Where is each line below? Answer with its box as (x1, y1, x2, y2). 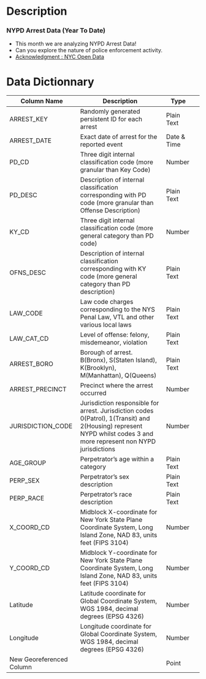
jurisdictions (80, 445, 115, 454)
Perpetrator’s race (80, 490, 132, 499)
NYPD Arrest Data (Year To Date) (6, 26, 106, 35)
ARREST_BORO (9, 360, 53, 368)
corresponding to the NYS (80, 305, 155, 314)
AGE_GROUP (9, 459, 47, 467)
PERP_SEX (9, 476, 40, 485)
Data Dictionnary (6, 75, 94, 88)
